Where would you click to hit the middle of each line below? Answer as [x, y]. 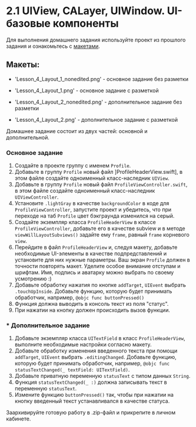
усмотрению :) [33, 279]
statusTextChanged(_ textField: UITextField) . [72, 370]
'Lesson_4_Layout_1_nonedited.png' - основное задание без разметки [101, 79]
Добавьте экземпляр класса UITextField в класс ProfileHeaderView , [100, 338]
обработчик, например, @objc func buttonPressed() [79, 297]
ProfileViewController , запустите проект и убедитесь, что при [93, 210]
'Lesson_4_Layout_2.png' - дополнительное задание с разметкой [96, 119]
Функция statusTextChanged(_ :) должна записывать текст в [91, 382]
